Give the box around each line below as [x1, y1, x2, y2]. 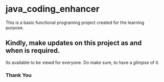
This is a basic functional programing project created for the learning [5, 20, 144, 25]
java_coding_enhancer [5, 3, 100, 15]
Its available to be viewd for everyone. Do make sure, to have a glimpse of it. [5, 60, 160, 65]
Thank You [5, 72, 32, 79]
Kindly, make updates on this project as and [5, 39, 142, 47]
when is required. [5, 46, 60, 55]
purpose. [5, 24, 24, 30]
